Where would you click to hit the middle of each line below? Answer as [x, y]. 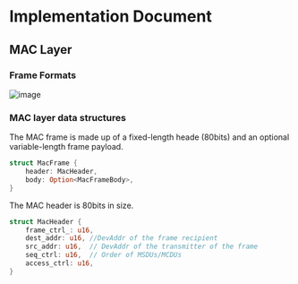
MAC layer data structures [68, 117]
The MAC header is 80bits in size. [72, 205]
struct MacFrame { [43, 163]
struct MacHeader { [46, 221]
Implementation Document [111, 17]
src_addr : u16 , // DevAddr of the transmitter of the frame [141, 247]
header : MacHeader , [62, 172]
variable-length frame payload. [66, 147]
